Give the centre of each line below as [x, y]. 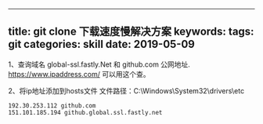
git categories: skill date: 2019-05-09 [102, 44]
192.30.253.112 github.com [52, 106]
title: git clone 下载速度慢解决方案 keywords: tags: [131, 32]
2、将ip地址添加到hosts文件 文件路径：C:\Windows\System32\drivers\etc [126, 90]
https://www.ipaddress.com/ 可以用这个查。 [79, 74]
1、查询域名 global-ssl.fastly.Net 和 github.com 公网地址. [99, 64]
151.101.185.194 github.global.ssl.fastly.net [85, 112]
